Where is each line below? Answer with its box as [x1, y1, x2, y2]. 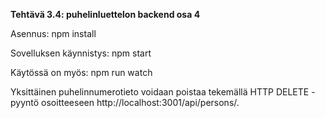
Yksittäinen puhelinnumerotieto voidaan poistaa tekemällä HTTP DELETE [10, 86, 310, 98]
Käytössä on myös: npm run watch [10, 67, 153, 78]
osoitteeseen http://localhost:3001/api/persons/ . [41, 97, 240, 108]
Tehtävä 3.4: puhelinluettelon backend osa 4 [10, 9, 201, 20]
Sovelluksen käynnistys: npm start [10, 47, 152, 59]
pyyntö [10, 97, 40, 108]
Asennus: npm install [10, 28, 97, 39]
